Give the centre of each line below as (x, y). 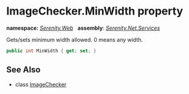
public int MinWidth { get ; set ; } (51, 51)
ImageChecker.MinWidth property (95, 11)
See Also (23, 70)
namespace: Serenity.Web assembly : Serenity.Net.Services (83, 28)
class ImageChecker (41, 84)
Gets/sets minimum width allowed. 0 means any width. (75, 39)
